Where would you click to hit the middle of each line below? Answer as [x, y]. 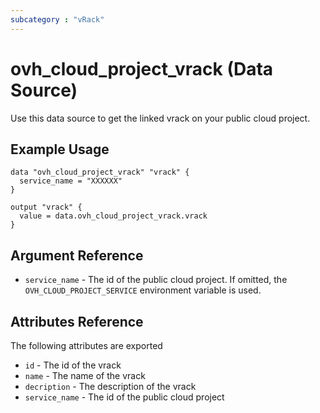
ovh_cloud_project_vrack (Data [142, 68]
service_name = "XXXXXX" [71, 181]
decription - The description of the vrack [110, 386]
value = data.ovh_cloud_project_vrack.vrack [113, 216]
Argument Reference [77, 255]
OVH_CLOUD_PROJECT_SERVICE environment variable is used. [143, 290]
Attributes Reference [77, 321]
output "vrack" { [46, 207]
